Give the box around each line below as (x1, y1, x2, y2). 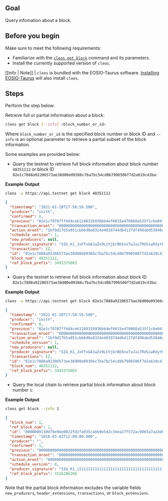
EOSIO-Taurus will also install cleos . (5, 75, 79, 81)
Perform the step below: (5, 102, 55, 109)
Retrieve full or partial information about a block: (5, 112, 105, 118)
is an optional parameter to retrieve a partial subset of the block (15, 136, 146, 142)
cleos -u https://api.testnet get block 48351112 (5, 191, 111, 196)
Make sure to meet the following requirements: (5, 45, 101, 51)
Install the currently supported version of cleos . (12, 60, 111, 66)
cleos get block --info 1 (5, 407, 59, 412)
